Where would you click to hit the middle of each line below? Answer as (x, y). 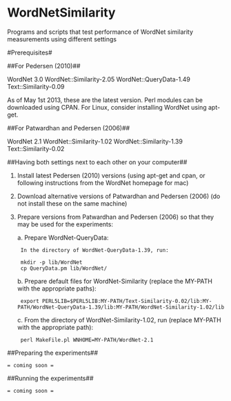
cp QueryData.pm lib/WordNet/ (64, 268)
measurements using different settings (62, 39)
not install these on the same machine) (72, 203)
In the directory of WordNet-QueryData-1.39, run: (94, 250)
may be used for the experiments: (65, 224)
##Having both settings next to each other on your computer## (97, 162)
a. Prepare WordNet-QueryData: (63, 237)
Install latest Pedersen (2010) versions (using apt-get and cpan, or (111, 175)
